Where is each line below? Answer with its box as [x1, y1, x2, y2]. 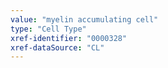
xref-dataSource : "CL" [10, 42, 105, 53]
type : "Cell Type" [10, 24, 87, 34]
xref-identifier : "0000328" [10, 33, 128, 43]
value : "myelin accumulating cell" [10, 14, 159, 25]
